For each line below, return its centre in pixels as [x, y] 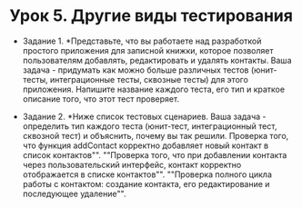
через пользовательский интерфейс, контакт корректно [132, 164]
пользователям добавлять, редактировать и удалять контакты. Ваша [157, 60]
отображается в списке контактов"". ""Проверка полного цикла [147, 174]
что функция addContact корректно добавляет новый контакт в [146, 145]
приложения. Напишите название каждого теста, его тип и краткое [153, 89]
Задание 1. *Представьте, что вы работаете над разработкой [142, 41]
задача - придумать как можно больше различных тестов [136, 70]
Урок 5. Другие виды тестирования [151, 16]
